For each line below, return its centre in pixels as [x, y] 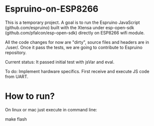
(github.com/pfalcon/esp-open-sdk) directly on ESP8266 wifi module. [75, 33]
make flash [16, 119]
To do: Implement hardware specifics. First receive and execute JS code [77, 71]
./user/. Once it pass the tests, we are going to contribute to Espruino [74, 47]
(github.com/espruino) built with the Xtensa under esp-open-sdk [70, 27]
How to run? [30, 96]
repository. [16, 53]
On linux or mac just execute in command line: [51, 109]
